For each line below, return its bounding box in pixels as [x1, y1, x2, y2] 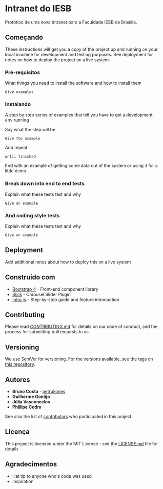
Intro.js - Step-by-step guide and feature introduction [12, 297, 120, 303]
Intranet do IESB [5, 3, 72, 14]
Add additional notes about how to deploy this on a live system [5, 259, 131, 265]
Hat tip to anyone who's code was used [12, 473, 92, 479]
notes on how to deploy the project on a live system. [5, 57, 110, 63]
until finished [5, 154, 36, 159]
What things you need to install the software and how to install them [5, 80, 142, 86]
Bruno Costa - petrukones [12, 389, 65, 394]
